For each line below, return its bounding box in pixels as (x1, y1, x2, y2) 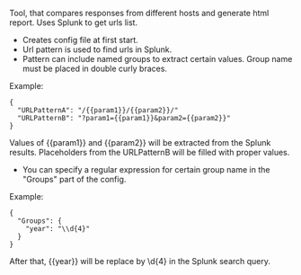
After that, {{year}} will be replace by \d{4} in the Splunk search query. (9, 256, 271, 266)
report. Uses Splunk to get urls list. (9, 17, 137, 28)
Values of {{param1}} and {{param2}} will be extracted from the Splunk (9, 137, 271, 147)
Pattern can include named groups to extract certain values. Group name (22, 54, 293, 64)
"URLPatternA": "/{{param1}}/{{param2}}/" (17, 106, 179, 115)
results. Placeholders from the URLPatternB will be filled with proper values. (9, 147, 290, 157)
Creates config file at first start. (22, 35, 139, 45)
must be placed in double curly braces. (22, 63, 168, 74)
